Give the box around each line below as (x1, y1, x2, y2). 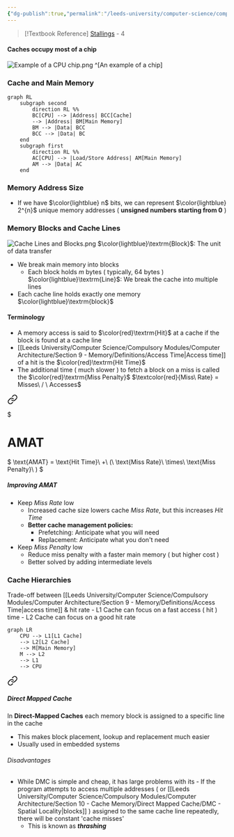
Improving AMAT (7, 481, 58, 489)
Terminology (7, 313, 45, 321)
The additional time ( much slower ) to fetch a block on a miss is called (17, 365, 220, 374)
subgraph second (19, 100, 68, 107)
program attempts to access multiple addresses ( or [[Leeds (17, 785, 190, 793)
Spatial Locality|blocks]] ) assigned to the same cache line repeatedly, (17, 807, 219, 815)
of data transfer (7, 246, 52, 255)
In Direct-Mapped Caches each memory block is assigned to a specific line (7, 712, 225, 720)
